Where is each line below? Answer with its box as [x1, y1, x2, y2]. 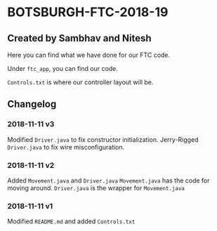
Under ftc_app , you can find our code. [7, 65, 118, 72]
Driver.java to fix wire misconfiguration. [7, 143, 125, 151]
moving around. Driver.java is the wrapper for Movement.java [7, 183, 185, 192]
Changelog [7, 98, 57, 110]
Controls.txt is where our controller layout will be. [7, 78, 154, 86]
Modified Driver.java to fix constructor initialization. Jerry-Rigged [7, 135, 199, 144]
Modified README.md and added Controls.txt [7, 217, 136, 225]
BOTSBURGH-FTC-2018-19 [7, 4, 169, 20]
